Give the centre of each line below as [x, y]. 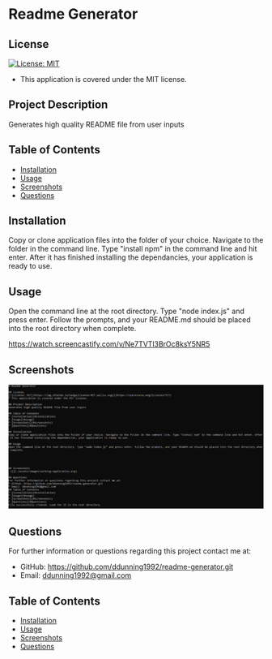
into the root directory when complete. [72, 329]
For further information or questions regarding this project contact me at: [130, 551]
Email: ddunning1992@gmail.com [76, 575]
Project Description [58, 105]
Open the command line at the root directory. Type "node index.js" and [126, 311]
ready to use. [30, 266]
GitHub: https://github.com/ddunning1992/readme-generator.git [127, 567]
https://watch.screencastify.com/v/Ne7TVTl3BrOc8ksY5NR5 [109, 344]
